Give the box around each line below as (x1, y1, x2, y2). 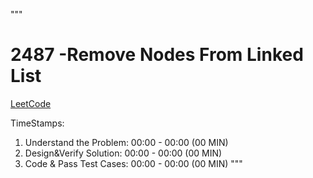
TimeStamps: (10, 117, 65, 129)
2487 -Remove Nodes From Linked (10, 44, 304, 66)
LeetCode (10, 97, 52, 109)
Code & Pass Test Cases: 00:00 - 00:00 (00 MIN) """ (24, 157, 243, 169)
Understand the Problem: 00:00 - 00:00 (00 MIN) (24, 136, 229, 148)
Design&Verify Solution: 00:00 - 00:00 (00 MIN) (24, 147, 223, 159)
